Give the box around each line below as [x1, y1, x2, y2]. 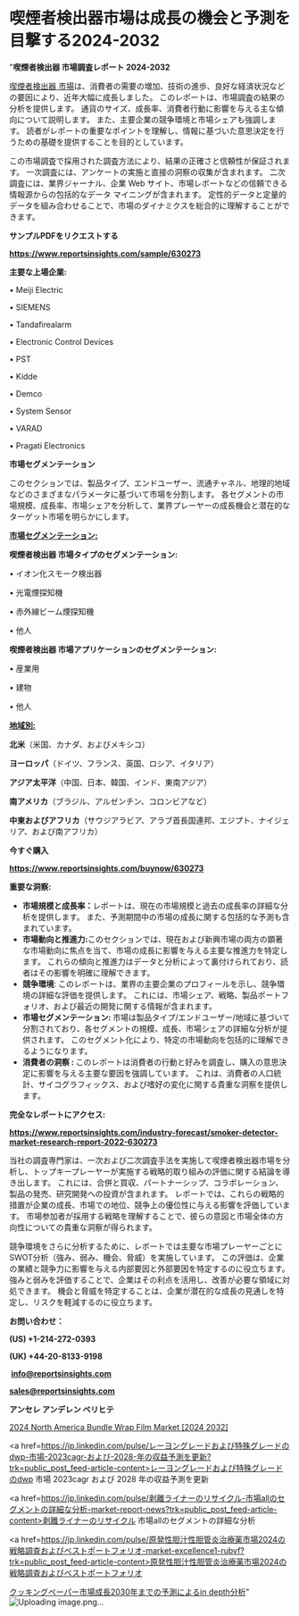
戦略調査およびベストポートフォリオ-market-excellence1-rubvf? [9, 1545, 245, 1555]
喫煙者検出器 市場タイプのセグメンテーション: [9, 548, 179, 559]
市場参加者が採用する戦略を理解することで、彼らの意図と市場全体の [26, 1210, 277, 1221]
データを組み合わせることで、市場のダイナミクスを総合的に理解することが [9, 200, 283, 211]
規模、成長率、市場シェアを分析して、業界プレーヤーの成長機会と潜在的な [16, 499, 290, 510]
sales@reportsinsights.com [9, 1386, 115, 1396]
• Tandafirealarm [9, 319, 72, 330]
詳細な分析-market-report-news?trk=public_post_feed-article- [47, 1503, 278, 1514]
